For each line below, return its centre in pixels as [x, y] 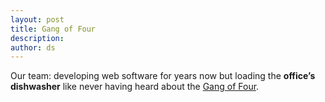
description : [37, 38]
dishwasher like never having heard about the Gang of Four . [135, 87]
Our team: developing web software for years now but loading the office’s [163, 76]
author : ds [33, 47]
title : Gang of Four [53, 29]
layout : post [37, 19]
